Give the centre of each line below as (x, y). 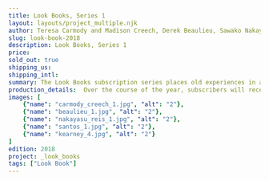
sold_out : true (34, 61)
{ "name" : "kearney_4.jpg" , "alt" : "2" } (89, 134)
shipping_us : (30, 68)
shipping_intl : (34, 75)
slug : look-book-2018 (44, 38)
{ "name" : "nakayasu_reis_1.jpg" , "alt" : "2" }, (102, 119)
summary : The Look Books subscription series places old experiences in (132, 82)
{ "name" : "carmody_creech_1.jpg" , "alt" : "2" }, (103, 104)
